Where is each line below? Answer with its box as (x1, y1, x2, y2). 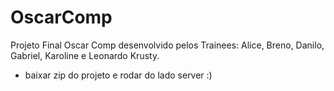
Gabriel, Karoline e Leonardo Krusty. (10, 49, 160, 61)
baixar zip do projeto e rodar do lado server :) (24, 69, 213, 81)
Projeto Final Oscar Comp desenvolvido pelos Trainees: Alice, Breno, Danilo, (10, 39, 325, 51)
